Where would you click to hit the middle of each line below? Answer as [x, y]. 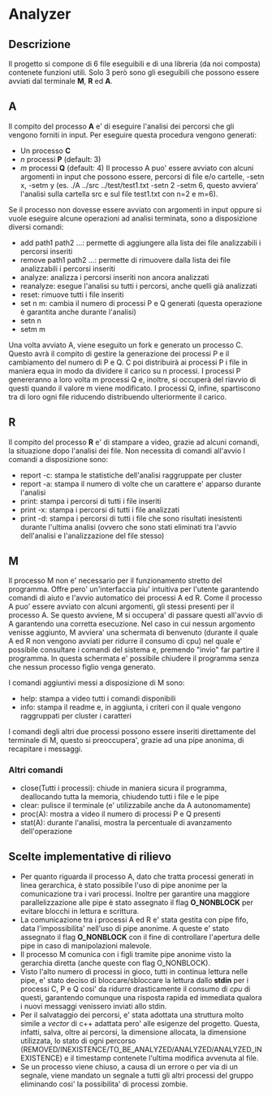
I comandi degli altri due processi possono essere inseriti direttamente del [132, 732]
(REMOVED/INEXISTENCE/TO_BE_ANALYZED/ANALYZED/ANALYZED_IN [141, 1049]
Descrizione [40, 44]
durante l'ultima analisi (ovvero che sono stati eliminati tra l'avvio [128, 527]
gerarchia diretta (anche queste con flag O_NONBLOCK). [115, 963]
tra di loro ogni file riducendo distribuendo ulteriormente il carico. [118, 396]
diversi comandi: [36, 227]
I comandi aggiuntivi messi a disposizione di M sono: [97, 683]
